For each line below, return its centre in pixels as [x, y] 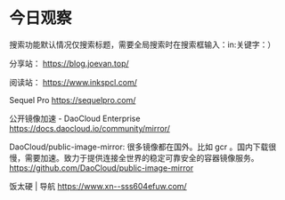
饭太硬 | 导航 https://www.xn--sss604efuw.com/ [98, 186]
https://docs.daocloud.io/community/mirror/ [90, 128]
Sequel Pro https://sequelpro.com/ [73, 100]
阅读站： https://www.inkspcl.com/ [73, 82]
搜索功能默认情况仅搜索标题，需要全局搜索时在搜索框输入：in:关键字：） [142, 44]
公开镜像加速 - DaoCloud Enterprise [75, 118]
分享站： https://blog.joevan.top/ [69, 63]
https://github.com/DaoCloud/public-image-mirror [102, 168]
